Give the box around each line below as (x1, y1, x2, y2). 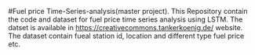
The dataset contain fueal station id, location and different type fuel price (8, 31, 245, 40)
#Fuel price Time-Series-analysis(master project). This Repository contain (8, 7, 248, 15)
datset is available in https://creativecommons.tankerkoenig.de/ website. (8, 23, 243, 32)
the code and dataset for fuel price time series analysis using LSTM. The (8, 15, 243, 24)
